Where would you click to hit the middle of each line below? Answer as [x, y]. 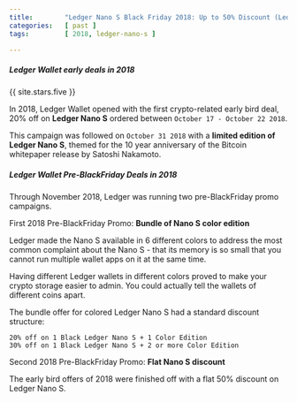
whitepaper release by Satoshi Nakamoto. [85, 155]
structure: [27, 322]
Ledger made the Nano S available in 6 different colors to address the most [146, 240]
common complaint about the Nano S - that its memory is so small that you [145, 250]
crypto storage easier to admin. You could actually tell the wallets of [133, 286]
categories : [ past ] [53, 26]
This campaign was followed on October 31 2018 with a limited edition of [142, 136]
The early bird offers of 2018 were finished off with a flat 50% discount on [144, 379]
